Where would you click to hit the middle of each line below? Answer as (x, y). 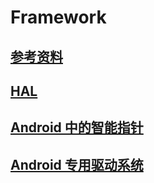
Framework (58, 17)
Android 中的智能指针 (77, 127)
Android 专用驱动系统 (77, 164)
